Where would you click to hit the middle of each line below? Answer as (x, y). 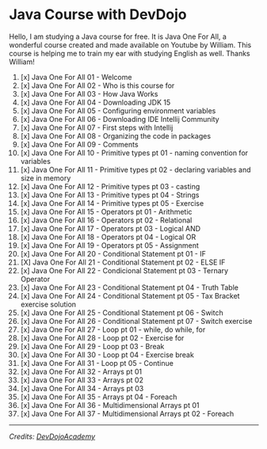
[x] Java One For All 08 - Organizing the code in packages (116, 135)
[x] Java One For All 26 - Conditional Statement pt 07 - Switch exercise (136, 321)
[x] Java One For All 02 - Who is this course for (97, 86)
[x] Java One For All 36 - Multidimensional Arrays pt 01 (110, 405)
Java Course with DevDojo (98, 15)
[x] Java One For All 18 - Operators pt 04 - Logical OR (108, 237)
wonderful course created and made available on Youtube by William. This (130, 44)
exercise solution (48, 304)
